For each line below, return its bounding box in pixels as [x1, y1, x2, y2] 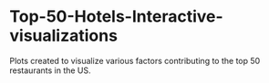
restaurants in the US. [9, 65, 91, 76]
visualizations [9, 25, 119, 46]
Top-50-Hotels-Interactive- [9, 6, 223, 27]
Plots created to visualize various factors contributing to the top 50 [9, 55, 261, 66]
